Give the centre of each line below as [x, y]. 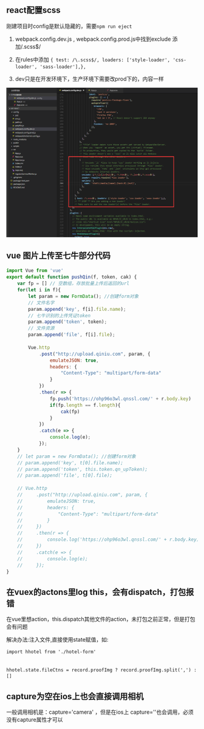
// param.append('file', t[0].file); [65, 476]
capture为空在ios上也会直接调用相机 [75, 696]
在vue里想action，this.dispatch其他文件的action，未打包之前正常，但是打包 [101, 619]
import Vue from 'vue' [35, 271]
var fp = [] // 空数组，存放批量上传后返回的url [73, 283]
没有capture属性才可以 [35, 720]
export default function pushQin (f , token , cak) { [72, 277]
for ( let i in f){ [39, 290]
